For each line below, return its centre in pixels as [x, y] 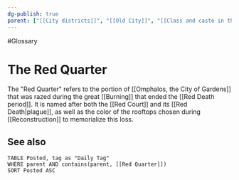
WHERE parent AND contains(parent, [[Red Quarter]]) [87, 164]
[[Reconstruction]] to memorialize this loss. [70, 120]
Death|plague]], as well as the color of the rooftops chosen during [104, 112]
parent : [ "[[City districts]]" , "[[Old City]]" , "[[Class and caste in [116, 21]
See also [27, 142]
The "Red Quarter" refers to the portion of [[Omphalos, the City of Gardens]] [119, 89]
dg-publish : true [33, 14]
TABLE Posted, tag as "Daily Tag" [59, 158]
